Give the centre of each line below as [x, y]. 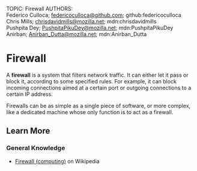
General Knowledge [36, 148]
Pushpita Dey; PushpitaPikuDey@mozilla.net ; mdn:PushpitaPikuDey [90, 28]
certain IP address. [29, 94]
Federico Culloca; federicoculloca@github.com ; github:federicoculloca [94, 15]
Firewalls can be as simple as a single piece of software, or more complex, [98, 106]
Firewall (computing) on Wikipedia [57, 161]
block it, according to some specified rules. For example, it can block [92, 81]
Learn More [28, 131]
